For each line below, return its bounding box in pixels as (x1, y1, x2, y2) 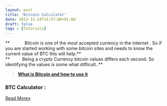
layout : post (5, 7, 33, 13)
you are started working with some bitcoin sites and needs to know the (5, 45, 153, 51)
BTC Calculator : (5, 84, 46, 91)
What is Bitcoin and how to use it (17, 71, 88, 77)
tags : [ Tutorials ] (5, 26, 47, 31)
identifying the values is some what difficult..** (5, 62, 103, 68)
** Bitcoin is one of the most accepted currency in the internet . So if (5, 40, 162, 46)
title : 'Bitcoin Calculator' (5, 12, 67, 17)
